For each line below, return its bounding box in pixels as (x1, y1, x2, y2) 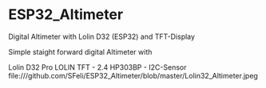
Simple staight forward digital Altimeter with (8, 47, 153, 56)
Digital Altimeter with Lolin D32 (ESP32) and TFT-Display (8, 32, 196, 41)
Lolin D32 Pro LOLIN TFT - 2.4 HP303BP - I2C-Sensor (8, 62, 187, 72)
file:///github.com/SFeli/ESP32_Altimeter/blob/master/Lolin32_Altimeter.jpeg (8, 71, 258, 80)
